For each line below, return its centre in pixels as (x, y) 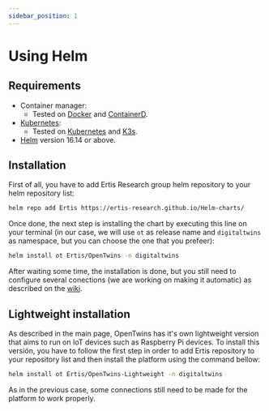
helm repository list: (41, 193)
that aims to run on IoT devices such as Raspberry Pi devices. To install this (134, 342)
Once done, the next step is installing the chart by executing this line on (128, 224)
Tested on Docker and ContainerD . (90, 113)
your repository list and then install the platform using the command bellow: (134, 359)
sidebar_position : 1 (43, 16)
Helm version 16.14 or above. (68, 139)
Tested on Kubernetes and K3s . (85, 131)
